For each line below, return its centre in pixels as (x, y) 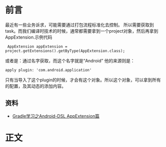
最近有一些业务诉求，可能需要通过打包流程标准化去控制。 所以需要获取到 (80, 25)
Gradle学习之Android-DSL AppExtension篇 (56, 116)
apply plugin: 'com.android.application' (49, 70)
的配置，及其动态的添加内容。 (35, 86)
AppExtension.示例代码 (29, 37)
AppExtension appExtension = (37, 47)
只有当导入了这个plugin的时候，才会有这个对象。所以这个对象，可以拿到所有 (83, 80)
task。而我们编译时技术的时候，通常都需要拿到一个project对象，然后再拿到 (82, 31)
